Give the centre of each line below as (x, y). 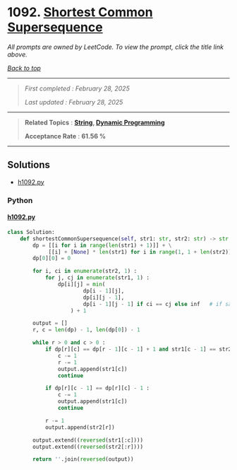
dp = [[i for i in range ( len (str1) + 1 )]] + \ (102, 245)
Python (20, 200)
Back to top (24, 68)
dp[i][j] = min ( (81, 284)
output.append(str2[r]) (80, 427)
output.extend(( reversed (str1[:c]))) (88, 440)
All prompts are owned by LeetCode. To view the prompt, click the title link (116, 47)
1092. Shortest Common (80, 12)
